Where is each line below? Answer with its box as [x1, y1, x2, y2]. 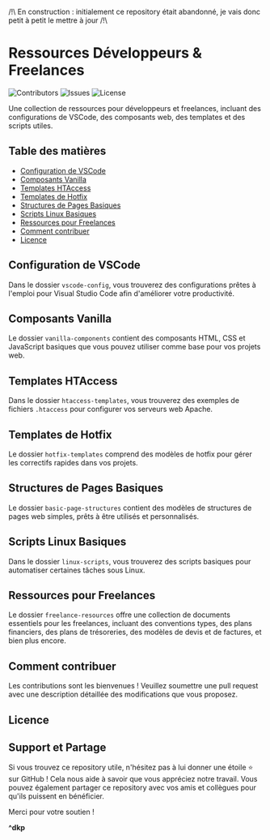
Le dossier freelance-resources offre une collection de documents [8, 610, 230, 619]
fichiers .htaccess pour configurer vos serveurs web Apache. [8, 405, 213, 414]
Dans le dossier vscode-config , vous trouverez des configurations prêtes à [8, 280, 256, 289]
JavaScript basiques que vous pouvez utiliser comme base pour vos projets [8, 342, 261, 352]
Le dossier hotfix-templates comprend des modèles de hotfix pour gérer [8, 449, 252, 459]
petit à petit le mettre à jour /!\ [8, 15, 108, 25]
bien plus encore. [8, 636, 66, 645]
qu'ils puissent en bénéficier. [8, 791, 105, 801]
